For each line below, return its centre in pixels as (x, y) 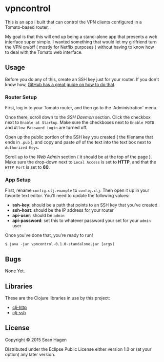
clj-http (20, 307)
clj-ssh (19, 312)
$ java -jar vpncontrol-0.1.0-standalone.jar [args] (60, 244)
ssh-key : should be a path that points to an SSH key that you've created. (85, 205)
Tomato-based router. (27, 27)
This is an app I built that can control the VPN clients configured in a (73, 22)
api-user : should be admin (38, 216)
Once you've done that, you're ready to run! (49, 235)
